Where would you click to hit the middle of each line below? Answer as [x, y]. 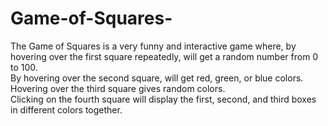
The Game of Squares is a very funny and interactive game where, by [153, 46]
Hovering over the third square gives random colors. [118, 88]
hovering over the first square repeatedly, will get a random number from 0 [164, 56]
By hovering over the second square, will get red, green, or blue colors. [157, 78]
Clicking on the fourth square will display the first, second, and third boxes [163, 99]
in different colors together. [66, 109]
